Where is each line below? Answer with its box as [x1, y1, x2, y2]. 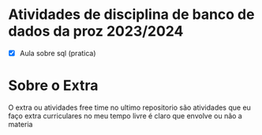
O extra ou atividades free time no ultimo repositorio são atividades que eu [8, 103, 251, 112]
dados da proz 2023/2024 [8, 22, 184, 40]
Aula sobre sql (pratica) [19, 48, 96, 58]
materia [8, 119, 33, 129]
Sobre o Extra [8, 77, 99, 95]
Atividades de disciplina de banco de [8, 6, 255, 24]
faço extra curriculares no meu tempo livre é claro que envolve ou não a [8, 111, 242, 120]
